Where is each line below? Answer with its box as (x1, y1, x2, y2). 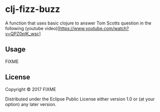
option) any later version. (5, 101, 56, 107)
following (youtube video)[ (5, 25, 60, 31)
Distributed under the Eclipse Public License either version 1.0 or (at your (5, 96, 155, 102)
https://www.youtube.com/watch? (59, 25, 129, 31)
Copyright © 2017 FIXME (5, 86, 56, 92)
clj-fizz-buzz (5, 3, 61, 15)
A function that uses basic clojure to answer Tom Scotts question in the (5, 20, 152, 26)
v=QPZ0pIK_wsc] (5, 30, 41, 36)
